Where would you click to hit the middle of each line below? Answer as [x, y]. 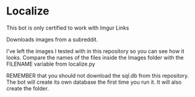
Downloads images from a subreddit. [52, 39]
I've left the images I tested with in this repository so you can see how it [95, 51]
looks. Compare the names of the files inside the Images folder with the [95, 57]
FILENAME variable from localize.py [51, 64]
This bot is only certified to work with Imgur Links [68, 28]
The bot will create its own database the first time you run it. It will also [94, 82]
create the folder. [28, 88]
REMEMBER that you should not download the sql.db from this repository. [97, 75]
